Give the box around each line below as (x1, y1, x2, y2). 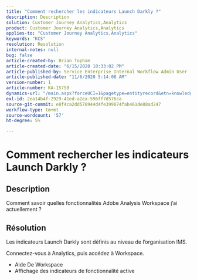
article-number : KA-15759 (6, 85, 69, 91)
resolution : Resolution (6, 42, 64, 48)
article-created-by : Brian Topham (6, 58, 91, 63)
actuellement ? (6, 206, 42, 213)
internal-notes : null (6, 47, 59, 53)
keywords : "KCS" (6, 36, 46, 42)
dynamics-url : (6, 90, 41, 96)
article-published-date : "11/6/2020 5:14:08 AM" (6, 74, 127, 80)
